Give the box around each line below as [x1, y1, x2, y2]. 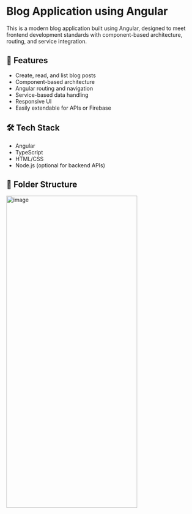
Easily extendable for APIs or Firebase [15, 104, 111, 111]
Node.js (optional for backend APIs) [15, 161, 106, 169]
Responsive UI [15, 97, 52, 105]
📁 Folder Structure [6, 179, 78, 189]
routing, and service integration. [6, 37, 87, 45]
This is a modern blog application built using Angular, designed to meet [6, 25, 186, 32]
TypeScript [15, 148, 43, 156]
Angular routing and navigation [15, 85, 94, 92]
